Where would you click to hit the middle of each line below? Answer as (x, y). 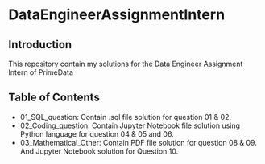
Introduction (40, 45)
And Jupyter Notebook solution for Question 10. (99, 151)
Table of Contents (54, 98)
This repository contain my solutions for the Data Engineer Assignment (126, 64)
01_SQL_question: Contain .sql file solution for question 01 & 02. (126, 117)
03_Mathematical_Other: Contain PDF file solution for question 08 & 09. (139, 142)
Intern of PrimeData (41, 72)
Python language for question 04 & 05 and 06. (97, 133)
